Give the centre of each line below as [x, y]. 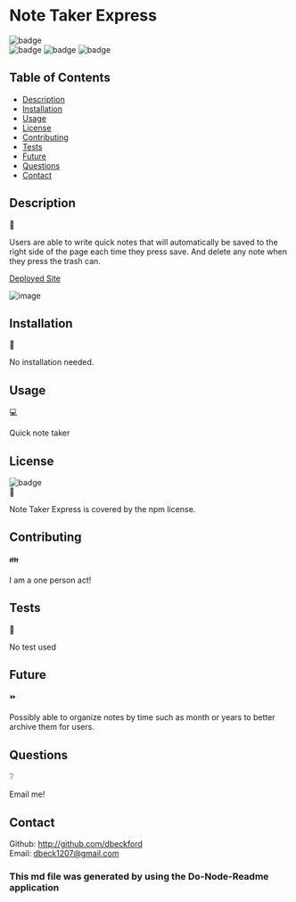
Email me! [27, 794]
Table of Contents [60, 78]
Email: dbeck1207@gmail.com [64, 854]
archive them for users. [52, 727]
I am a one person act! [50, 580]
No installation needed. [52, 362]
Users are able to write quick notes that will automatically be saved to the [144, 242]
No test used [33, 647]
